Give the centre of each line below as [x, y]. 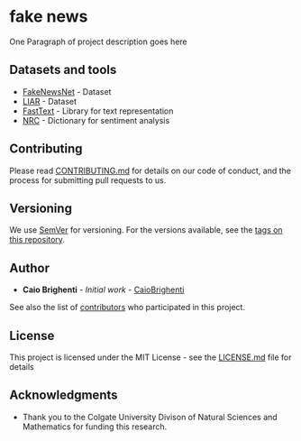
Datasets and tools [63, 70]
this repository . [37, 240]
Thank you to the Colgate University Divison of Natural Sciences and [150, 417]
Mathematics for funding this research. [95, 427]
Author [29, 268]
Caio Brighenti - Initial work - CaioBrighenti [103, 289]
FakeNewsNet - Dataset [67, 91]
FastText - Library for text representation [98, 111]
